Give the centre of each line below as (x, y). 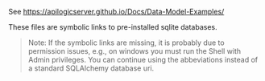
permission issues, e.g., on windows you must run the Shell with (135, 51)
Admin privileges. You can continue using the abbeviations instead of (143, 60)
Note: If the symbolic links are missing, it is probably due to (126, 43)
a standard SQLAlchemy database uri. (91, 68)
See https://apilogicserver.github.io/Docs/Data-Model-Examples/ (116, 12)
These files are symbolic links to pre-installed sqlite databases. (113, 27)
